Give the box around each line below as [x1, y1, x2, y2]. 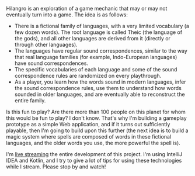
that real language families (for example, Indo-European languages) [14, 54, 177, 60]
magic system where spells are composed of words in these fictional [6, 133, 172, 140]
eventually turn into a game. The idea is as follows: [6, 11, 128, 18]
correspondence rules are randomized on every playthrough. [14, 73, 162, 79]
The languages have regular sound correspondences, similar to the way [14, 47, 188, 54]
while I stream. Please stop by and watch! [6, 163, 106, 170]
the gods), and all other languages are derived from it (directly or [14, 35, 171, 42]
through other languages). [14, 41, 78, 48]
